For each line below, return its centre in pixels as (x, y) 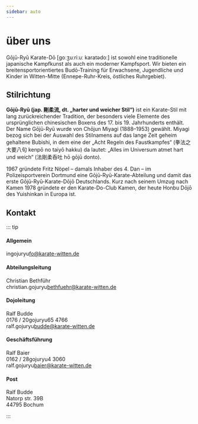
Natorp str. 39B (25, 399)
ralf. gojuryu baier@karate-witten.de (49, 365)
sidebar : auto (24, 12)
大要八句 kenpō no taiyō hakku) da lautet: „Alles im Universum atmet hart (95, 150)
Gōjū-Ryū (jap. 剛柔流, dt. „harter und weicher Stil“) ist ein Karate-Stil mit (97, 110)
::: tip (12, 227)
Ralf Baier (18, 353)
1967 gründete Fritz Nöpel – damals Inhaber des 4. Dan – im (79, 169)
